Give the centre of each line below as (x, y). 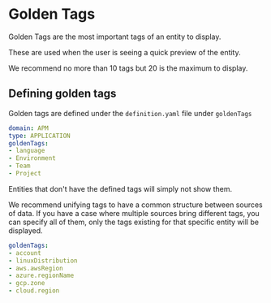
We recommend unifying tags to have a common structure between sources (135, 205)
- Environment (32, 158)
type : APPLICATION (39, 136)
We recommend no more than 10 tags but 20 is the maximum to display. (128, 68)
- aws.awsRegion (36, 268)
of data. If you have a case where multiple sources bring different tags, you (134, 213)
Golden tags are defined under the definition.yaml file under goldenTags (130, 113)
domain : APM (28, 128)
